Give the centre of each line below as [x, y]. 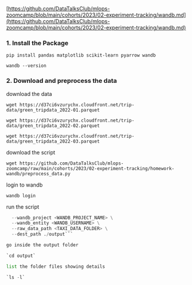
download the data [29, 94]
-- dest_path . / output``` [42, 234]
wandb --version [26, 66]
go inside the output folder [42, 245]
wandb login [21, 196]
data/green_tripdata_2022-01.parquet [53, 110]
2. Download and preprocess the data [62, 81]
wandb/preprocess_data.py [38, 174]
